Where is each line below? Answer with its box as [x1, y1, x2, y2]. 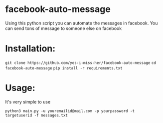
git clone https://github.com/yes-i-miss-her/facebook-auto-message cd [5, 60, 156, 65]
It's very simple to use [5, 98, 51, 104]
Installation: [5, 43, 56, 54]
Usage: [5, 82, 36, 93]
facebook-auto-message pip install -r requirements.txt [5, 65, 123, 70]
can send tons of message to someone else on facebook [5, 25, 122, 31]
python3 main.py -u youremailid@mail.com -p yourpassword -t [5, 108, 135, 113]
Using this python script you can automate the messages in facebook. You [5, 20, 158, 26]
